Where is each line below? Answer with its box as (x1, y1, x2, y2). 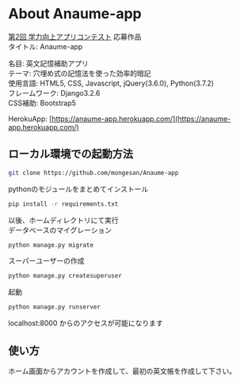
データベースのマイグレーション (8, 225, 112, 234)
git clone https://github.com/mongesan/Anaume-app (8, 169, 179, 176)
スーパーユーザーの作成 (8, 256, 85, 266)
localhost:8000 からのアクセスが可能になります (8, 318, 164, 328)
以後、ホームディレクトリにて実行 (8, 215, 119, 225)
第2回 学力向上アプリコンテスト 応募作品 (8, 32, 142, 41)
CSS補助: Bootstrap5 (8, 98, 77, 108)
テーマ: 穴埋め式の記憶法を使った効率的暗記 (8, 68, 151, 78)
